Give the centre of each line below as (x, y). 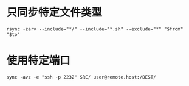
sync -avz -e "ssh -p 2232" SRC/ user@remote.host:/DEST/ (81, 77)
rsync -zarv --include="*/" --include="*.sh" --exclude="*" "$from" (95, 29)
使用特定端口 (39, 61)
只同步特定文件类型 (54, 13)
